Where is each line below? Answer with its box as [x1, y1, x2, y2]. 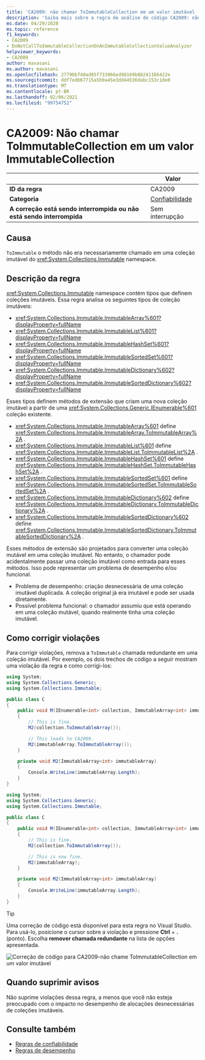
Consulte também [6, 1024, 76, 1034]
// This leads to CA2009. [28, 735, 95, 742]
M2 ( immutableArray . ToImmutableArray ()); [28, 741, 132, 748]
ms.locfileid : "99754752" [6, 100, 72, 106]
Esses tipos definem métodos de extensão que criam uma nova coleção [6, 398, 187, 405]
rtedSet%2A [15, 487, 47, 495]
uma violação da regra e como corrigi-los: [6, 662, 112, 669]
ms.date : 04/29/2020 [6, 20, 59, 26]
